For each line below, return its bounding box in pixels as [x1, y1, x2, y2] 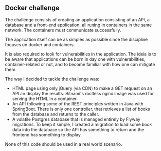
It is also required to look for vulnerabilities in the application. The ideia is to [5, 51, 157, 57]
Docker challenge [5, 4, 60, 12]
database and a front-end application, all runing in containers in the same [5, 22, 152, 28]
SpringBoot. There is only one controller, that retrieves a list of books [12, 106, 150, 112]
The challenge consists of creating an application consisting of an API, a [5, 17, 150, 22]
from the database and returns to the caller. [12, 111, 100, 117]
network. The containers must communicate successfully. [5, 27, 122, 33]
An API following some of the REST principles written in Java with [12, 101, 143, 106]
